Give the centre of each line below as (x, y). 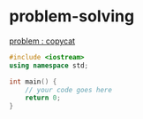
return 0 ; (43, 98)
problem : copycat (42, 41)
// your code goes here (69, 90)
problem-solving (72, 16)
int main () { (33, 82)
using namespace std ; (49, 65)
